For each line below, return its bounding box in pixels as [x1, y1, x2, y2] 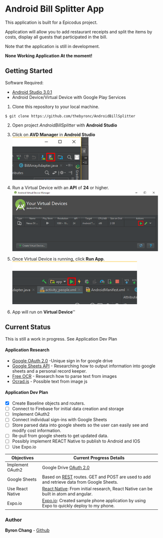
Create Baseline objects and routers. [12, 400, 85, 406]
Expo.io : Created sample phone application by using [42, 498, 146, 504]
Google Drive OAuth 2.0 [42, 464, 90, 470]
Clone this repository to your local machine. [12, 103, 99, 110]
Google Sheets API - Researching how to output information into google [12, 363, 156, 369]
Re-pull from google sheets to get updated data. [12, 433, 109, 439]
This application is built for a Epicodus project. [5, 19, 98, 25]
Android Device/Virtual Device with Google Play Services [12, 94, 126, 100]
